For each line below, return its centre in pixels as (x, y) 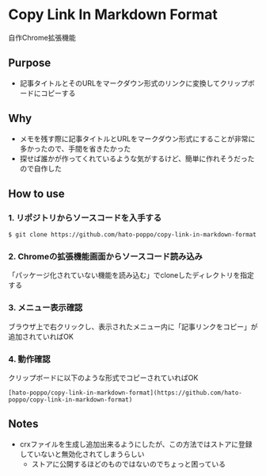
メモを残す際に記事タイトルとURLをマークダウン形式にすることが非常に (137, 138)
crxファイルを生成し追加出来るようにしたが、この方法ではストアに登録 (136, 444)
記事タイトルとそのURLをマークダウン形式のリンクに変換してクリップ (133, 83)
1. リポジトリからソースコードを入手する (85, 217)
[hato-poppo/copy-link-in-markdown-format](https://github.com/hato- (125, 393)
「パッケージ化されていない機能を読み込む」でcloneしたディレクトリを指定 (131, 275)
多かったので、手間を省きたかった (75, 148)
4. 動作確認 (29, 359)
